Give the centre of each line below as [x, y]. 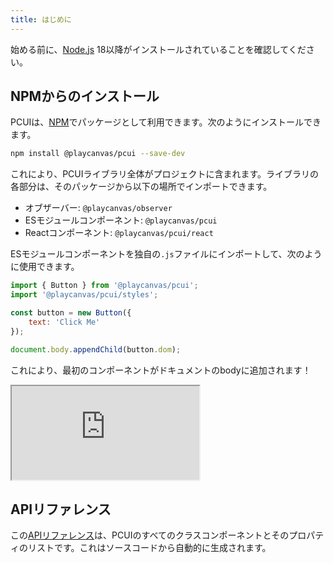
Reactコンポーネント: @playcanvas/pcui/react [119, 233]
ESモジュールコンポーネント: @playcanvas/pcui [121, 220]
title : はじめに [41, 19]
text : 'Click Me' [64, 322]
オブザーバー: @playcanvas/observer [98, 208]
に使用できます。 [45, 267]
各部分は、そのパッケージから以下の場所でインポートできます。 [141, 187]
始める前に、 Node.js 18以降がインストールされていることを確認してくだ [158, 49]
